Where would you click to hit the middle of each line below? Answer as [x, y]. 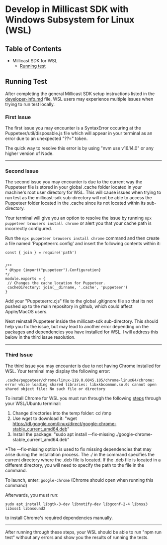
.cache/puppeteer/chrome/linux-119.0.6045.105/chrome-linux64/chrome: [80, 380]
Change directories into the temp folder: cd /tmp [62, 413]
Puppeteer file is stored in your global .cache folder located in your [74, 187]
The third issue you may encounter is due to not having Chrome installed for [83, 366]
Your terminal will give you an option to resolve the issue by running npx [78, 218]
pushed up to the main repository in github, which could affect [69, 306]
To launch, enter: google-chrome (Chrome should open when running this [79, 480]
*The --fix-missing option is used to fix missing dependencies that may [78, 449]
